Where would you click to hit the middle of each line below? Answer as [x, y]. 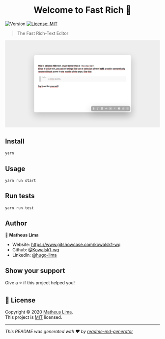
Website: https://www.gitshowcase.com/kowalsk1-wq [66, 245]
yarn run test [20, 208]
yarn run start [21, 180]
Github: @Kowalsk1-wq [36, 250]
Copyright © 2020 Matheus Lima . [39, 312]
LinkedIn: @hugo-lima [34, 255]
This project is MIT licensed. [34, 317]
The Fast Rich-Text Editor [43, 33]
